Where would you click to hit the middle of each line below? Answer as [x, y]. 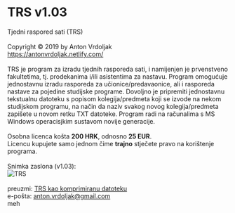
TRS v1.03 [38, 12]
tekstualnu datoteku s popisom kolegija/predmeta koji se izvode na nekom [114, 98]
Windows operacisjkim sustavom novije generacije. [81, 121]
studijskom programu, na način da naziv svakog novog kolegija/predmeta [113, 106]
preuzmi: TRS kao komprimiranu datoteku [67, 188]
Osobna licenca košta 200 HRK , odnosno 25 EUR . [80, 136]
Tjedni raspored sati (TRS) [45, 32]
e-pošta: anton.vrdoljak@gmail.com [59, 196]
